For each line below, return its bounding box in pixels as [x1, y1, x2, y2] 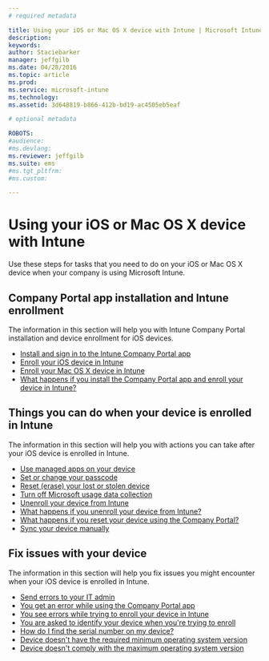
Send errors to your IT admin [19, 592, 115, 602]
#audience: [8, 137, 45, 145]
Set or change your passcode [19, 472, 118, 482]
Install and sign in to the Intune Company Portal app [19, 349, 191, 358]
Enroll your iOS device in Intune [19, 357, 124, 367]
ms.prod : [8, 78, 38, 87]
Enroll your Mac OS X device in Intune [19, 366, 146, 375]
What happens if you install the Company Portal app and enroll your [19, 374, 243, 384]
